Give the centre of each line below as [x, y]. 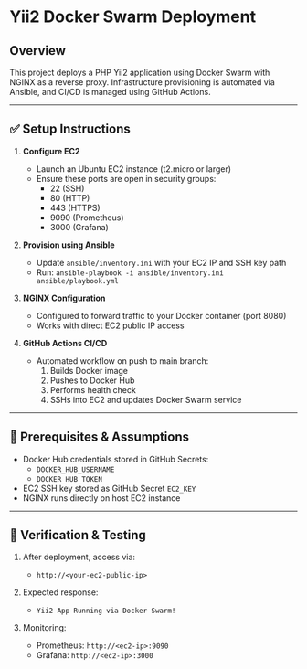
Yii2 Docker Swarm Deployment [133, 17]
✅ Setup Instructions [70, 129]
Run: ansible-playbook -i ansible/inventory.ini [130, 272]
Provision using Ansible [69, 245]
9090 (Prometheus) [87, 218]
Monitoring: [44, 628]
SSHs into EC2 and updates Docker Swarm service [146, 399]
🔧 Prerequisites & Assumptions [100, 437]
